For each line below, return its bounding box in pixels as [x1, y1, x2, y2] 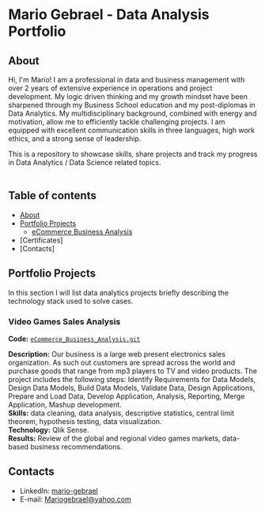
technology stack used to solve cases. [8, 296, 134, 306]
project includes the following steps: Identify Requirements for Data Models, [8, 374, 256, 384]
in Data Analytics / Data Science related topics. [8, 158, 161, 167]
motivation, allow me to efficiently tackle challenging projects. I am [8, 117, 225, 126]
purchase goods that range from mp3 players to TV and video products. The [8, 366, 257, 376]
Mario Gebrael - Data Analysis [8, 6, 210, 24]
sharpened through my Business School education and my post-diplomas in [8, 101, 256, 109]
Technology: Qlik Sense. [8, 425, 89, 434]
